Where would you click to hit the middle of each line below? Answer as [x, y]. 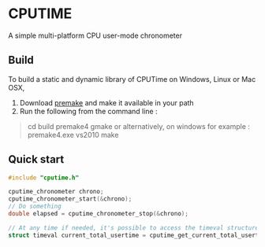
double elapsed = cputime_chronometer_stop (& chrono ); [99, 214]
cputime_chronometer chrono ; [56, 192]
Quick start [36, 159]
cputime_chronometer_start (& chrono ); [70, 199]
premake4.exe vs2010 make [73, 135]
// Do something [35, 206]
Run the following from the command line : [88, 111]
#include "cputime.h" [44, 178]
